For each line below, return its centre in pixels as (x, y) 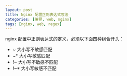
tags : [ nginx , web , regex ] (34, 24)
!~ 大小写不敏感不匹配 (35, 62)
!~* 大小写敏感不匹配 (35, 68)
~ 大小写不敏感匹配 (32, 50)
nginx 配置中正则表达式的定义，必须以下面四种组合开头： (65, 39)
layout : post (19, 10)
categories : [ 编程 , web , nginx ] (39, 19)
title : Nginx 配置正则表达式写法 (37, 15)
